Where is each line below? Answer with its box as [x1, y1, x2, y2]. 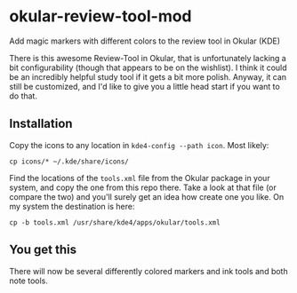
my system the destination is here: [9, 201, 135, 211]
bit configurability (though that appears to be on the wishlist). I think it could [9, 62, 287, 73]
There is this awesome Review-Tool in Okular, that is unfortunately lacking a [9, 52, 286, 63]
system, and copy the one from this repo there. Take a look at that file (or [9, 182, 277, 193]
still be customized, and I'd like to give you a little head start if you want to [9, 81, 280, 91]
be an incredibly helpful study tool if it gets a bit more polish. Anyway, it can [9, 71, 287, 82]
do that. [9, 91, 38, 101]
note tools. [9, 275, 49, 286]
